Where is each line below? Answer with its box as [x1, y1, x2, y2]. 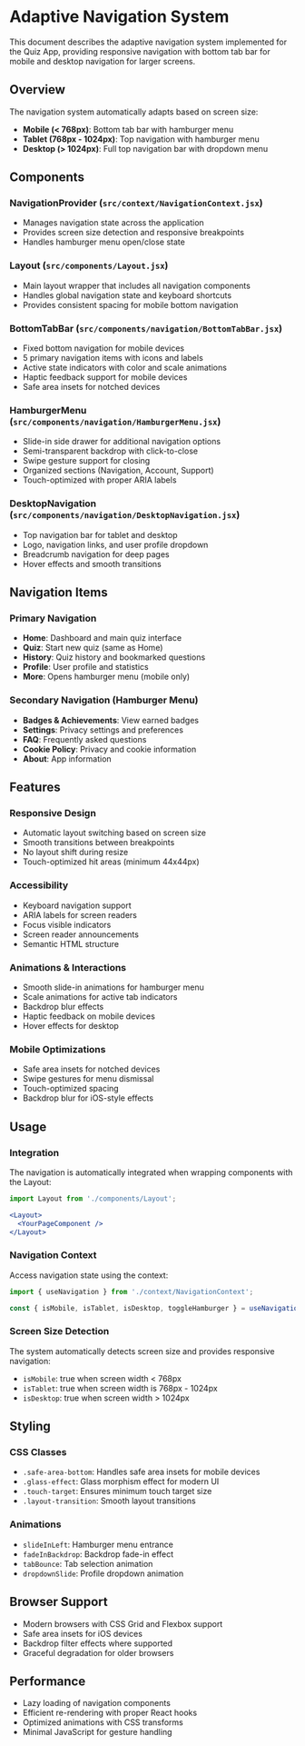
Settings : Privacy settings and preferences [22, 724, 184, 735]
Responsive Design [9, 806, 97, 819]
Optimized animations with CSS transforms [22, 1717, 183, 1728]
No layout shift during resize [22, 847, 129, 858]
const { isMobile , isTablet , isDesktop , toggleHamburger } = [9, 1303, 246, 1312]
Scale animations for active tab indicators [22, 991, 178, 1002]
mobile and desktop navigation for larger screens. [9, 55, 196, 66]
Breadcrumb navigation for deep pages [22, 548, 170, 560]
